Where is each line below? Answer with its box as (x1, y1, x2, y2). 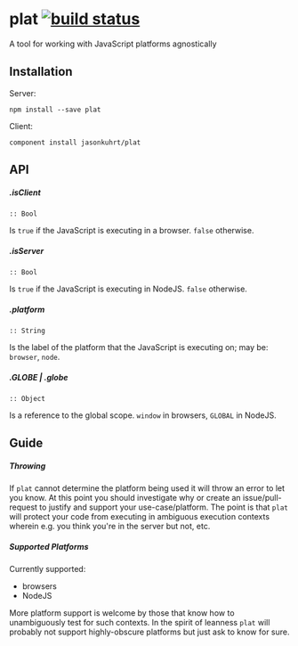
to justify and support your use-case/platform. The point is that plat (39, 502, 289, 512)
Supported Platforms (9, 541, 89, 552)
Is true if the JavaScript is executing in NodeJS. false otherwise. (9, 283, 247, 294)
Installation (9, 64, 73, 79)
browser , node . (9, 352, 60, 363)
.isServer (9, 245, 44, 256)
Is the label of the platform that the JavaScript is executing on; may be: (9, 342, 269, 353)
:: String (9, 326, 46, 336)
